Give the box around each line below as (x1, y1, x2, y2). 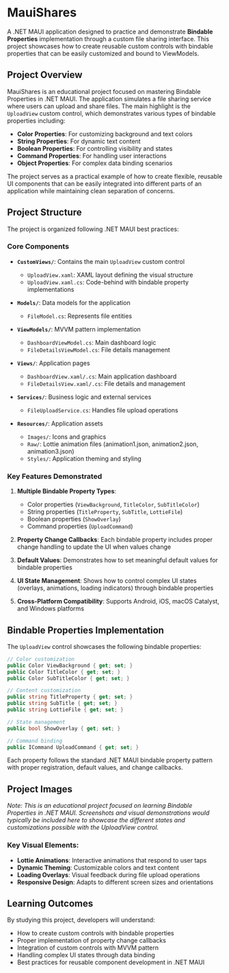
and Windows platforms (16, 604, 84, 613)
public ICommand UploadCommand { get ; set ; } (7, 743, 139, 751)
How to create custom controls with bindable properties (16, 929, 174, 937)
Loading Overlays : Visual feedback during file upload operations (16, 870, 200, 878)
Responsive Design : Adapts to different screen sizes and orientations (16, 878, 214, 886)
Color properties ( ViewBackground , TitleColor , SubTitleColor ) (27, 500, 200, 508)
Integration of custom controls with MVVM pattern (16, 944, 159, 952)
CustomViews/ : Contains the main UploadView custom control (16, 257, 185, 265)
